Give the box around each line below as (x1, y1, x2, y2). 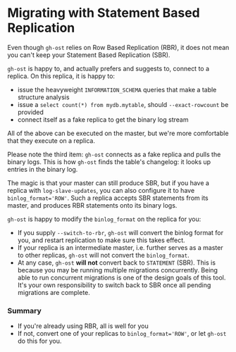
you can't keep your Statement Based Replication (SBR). (7, 51, 170, 59)
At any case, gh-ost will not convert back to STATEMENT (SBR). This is (17, 258, 216, 267)
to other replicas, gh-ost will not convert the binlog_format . (17, 251, 190, 259)
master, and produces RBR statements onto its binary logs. (7, 201, 178, 209)
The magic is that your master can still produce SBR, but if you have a (7, 178, 210, 187)
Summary (7, 306, 42, 315)
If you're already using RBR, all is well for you (17, 322, 149, 330)
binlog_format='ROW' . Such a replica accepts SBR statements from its (7, 194, 209, 202)
